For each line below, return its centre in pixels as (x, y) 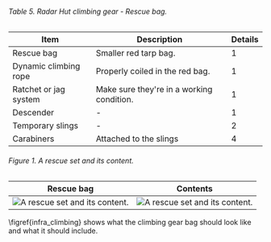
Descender (33, 113)
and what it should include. (53, 231)
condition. (115, 99)
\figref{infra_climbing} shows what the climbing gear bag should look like (130, 223)
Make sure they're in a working (154, 90)
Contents (195, 189)
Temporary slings (46, 126)
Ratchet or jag (39, 90)
